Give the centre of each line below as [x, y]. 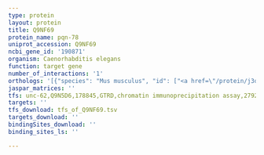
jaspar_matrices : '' [42, 88]
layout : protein [35, 23]
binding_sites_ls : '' [44, 132]
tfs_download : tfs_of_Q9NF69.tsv [63, 110]
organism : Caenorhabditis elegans [65, 59]
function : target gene [45, 67]
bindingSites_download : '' [52, 124]
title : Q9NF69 [31, 30]
